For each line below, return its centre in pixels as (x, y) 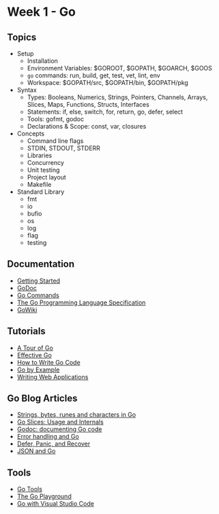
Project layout (46, 177)
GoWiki (27, 309)
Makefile (39, 184)
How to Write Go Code (48, 362)
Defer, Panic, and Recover (54, 444)
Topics (22, 37)
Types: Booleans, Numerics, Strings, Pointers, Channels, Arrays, (117, 97)
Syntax (27, 90)
